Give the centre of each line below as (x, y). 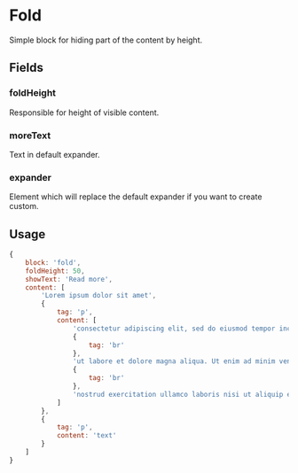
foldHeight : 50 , (55, 271)
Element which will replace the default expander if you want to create (136, 197)
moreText (30, 136)
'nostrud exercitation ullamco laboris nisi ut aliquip (178, 394)
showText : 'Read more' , (69, 279)
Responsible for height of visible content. (84, 112)
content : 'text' (86, 436)
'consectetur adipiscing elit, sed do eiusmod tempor (174, 329)
